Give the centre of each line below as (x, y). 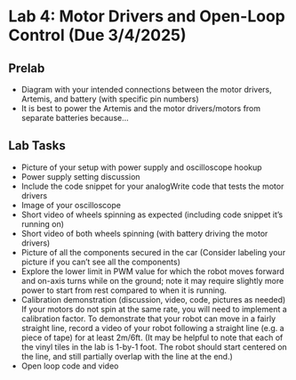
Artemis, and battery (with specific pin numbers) (110, 99)
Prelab (27, 68)
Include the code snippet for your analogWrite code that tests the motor (152, 186)
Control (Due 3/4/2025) (98, 35)
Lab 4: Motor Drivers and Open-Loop (147, 16)
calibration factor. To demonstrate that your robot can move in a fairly (148, 319)
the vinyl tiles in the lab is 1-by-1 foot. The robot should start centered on (154, 347)
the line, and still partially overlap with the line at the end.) (127, 356)
